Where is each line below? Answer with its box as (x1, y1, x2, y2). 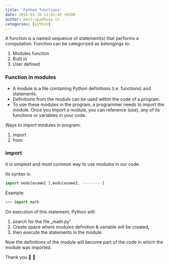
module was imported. (5, 244, 52, 250)
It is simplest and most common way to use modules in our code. (5, 161, 140, 167)
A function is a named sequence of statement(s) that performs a (5, 35, 139, 41)
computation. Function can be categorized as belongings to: (5, 41, 131, 47)
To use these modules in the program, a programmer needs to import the (12, 101, 164, 108)
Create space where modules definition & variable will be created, (12, 224, 150, 230)
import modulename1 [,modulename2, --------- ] (5, 180, 105, 186)
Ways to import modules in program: (5, 122, 81, 128)
